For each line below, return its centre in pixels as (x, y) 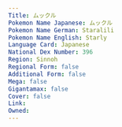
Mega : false (28, 81)
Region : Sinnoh (33, 60)
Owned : (19, 111)
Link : (17, 103)
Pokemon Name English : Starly (58, 37)
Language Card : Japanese (49, 45)
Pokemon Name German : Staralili (61, 30)
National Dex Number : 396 (50, 52)
